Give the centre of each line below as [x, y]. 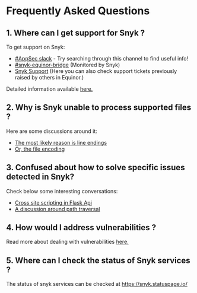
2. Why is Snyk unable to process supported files [99, 108]
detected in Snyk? [40, 177]
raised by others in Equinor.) [49, 77]
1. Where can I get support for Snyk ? [76, 33]
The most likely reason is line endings [61, 142]
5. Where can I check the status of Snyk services [99, 260]
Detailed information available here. [50, 89]
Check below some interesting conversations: [62, 191]
